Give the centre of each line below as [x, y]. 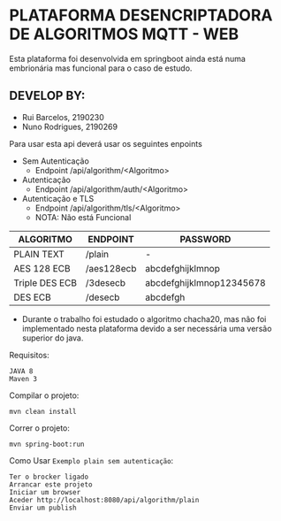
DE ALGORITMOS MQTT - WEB [124, 34]
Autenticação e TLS [58, 198]
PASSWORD [205, 239]
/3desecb [106, 282]
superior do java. [53, 338]
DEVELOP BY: [47, 96]
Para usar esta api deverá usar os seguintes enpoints [106, 143]
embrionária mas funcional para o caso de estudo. [101, 68]
